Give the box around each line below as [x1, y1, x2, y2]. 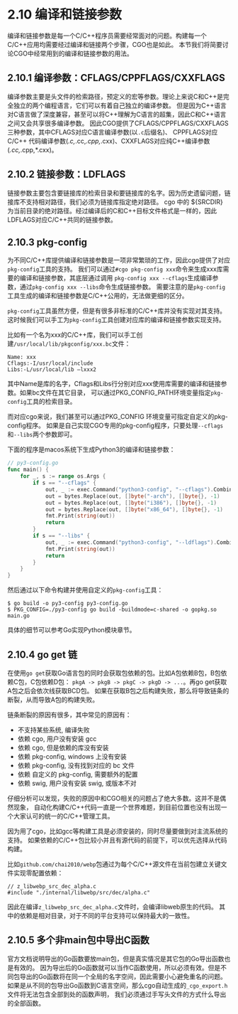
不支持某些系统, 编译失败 [17, 725, 90, 734]
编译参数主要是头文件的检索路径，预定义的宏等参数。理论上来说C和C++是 [7, 92, 223, 100]
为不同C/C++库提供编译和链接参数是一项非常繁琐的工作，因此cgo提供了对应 [7, 256, 231, 265]
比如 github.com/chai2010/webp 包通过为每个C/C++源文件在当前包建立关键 [7, 860, 221, 868]
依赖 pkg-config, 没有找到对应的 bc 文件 [17, 761, 135, 769]
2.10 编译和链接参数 [7, 6, 123, 23]
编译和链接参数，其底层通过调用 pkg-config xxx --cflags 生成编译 [19, 274, 212, 282]
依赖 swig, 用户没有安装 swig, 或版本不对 [17, 779, 137, 787]
